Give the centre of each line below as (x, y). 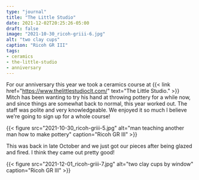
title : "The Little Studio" (41, 17)
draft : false (22, 28)
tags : (13, 51)
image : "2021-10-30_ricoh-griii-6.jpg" (56, 34)
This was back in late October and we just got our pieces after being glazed (99, 146)
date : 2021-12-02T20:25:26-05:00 (48, 23)
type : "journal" (26, 12)
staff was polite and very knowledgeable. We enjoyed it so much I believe (97, 110)
